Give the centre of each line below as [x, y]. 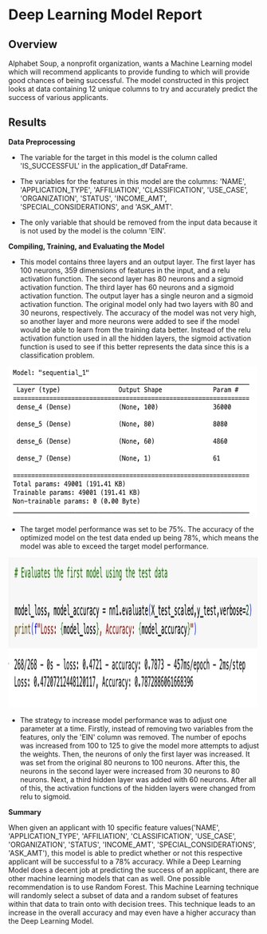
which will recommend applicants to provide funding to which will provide [129, 72]
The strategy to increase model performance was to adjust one [123, 720]
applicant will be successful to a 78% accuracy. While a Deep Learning [125, 861]
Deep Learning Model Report [105, 15]
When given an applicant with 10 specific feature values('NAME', [114, 827]
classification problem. [57, 355]
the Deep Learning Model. [51, 920]
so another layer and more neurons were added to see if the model [130, 321]
